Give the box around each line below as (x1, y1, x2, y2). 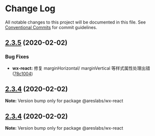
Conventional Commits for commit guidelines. (5, 24, 97, 30)
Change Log (5, 3, 55, 14)
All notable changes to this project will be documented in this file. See (5, 19, 146, 25)
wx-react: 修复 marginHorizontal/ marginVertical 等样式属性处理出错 (12, 65, 151, 71)
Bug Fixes (5, 54, 29, 60)
